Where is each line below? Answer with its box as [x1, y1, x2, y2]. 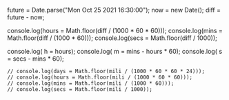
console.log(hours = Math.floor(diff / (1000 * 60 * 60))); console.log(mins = [7, 27, 223, 34]
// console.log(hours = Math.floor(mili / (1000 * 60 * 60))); [7, 74, 193, 81]
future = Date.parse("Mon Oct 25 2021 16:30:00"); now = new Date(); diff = [7, 6, 221, 14]
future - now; [7, 13, 45, 21]
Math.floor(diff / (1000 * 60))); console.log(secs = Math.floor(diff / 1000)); [7, 34, 217, 42]
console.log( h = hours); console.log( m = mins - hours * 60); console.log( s [7, 48, 223, 55]
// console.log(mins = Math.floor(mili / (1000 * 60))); [7, 80, 175, 87]
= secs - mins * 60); [7, 54, 64, 63]
